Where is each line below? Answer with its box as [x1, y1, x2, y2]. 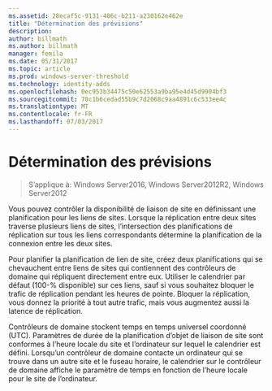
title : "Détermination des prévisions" [8, 20, 144, 28]
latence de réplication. [8, 306, 84, 315]
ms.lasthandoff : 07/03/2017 [8, 118, 104, 126]
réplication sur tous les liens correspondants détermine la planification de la [8, 229, 262, 240]
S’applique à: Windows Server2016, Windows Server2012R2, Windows [28, 180, 264, 189]
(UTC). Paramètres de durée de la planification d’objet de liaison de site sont [8, 330, 264, 340]
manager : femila [8, 50, 63, 58]
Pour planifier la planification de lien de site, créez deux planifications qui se [8, 254, 264, 264]
